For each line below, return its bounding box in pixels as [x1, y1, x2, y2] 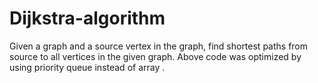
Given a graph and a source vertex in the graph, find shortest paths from [9, 40, 309, 52]
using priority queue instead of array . [9, 61, 166, 73]
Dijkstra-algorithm [9, 7, 166, 30]
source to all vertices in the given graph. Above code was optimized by [9, 50, 302, 62]
